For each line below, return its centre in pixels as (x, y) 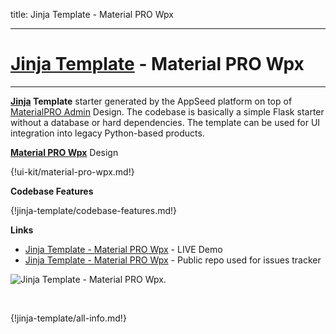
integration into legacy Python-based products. (107, 133)
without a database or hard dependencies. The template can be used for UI (165, 122)
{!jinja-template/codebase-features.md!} (94, 210)
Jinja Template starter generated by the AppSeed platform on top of (151, 101)
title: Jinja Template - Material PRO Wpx (92, 14)
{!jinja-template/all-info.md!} (68, 318)
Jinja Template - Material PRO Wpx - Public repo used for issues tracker (173, 260)
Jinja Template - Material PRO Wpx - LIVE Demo (123, 249)
